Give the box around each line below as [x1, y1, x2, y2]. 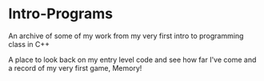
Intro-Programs [8, 5, 114, 23]
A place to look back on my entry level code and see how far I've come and [8, 55, 257, 64]
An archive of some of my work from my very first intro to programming [8, 31, 244, 40]
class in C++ [8, 39, 50, 48]
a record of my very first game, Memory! [8, 63, 142, 72]
